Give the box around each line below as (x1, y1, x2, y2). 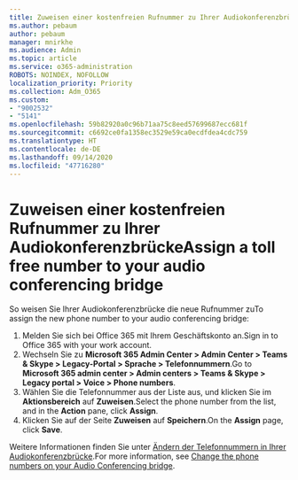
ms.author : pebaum (9, 21, 77, 30)
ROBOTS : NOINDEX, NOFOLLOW (9, 71, 109, 80)
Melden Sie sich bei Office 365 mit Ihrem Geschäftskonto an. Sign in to (21, 330, 278, 341)
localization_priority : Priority (9, 79, 133, 88)
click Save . (21, 424, 63, 435)
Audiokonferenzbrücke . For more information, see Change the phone (9, 451, 259, 461)
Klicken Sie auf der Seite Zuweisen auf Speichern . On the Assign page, (21, 415, 284, 426)
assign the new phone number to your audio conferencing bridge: (9, 314, 250, 324)
